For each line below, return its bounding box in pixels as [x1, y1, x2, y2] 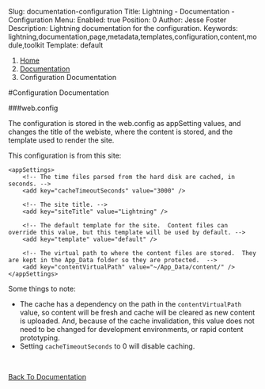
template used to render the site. [8, 135, 115, 145]
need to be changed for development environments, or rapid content [19, 325, 244, 334]
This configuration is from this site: [8, 151, 122, 160]
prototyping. [19, 333, 61, 342]
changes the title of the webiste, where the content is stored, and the [8, 127, 233, 136]
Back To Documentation [8, 372, 87, 381]
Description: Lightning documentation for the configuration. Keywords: [8, 24, 239, 32]
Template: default [46, 40, 104, 50]
